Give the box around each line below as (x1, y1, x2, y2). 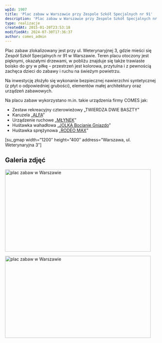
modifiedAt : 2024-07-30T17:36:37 (5, 30, 73, 34)
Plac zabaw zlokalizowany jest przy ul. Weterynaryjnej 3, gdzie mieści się (5, 47, 152, 53)
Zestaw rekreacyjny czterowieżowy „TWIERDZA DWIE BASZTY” (12, 106, 140, 112)
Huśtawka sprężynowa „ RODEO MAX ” (12, 127, 89, 133)
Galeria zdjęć (5, 156, 46, 164)
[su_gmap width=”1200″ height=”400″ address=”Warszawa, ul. (5, 137, 131, 142)
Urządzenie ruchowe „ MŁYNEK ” (12, 117, 77, 123)
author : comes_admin (5, 34, 47, 39)
